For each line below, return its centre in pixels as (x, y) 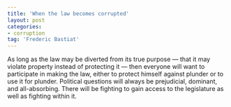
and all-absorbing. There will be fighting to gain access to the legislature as (115, 89)
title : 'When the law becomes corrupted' (68, 14)
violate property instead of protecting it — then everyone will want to (106, 67)
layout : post (26, 20)
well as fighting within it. (42, 96)
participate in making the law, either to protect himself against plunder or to (115, 74)
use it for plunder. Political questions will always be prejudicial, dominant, (112, 81)
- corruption (26, 33)
